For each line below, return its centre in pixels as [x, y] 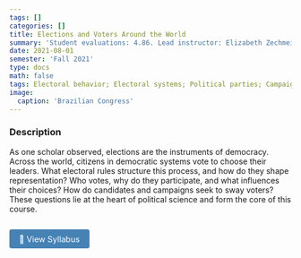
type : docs [30, 68]
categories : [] [38, 26]
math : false [31, 76]
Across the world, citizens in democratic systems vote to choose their [138, 161]
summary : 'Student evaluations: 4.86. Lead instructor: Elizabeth [136, 43]
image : [21, 92]
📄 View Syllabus [50, 239]
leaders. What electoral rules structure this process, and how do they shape [149, 170]
